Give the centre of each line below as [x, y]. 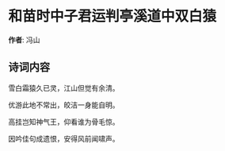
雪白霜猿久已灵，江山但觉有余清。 [64, 87]
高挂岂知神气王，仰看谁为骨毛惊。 [64, 122]
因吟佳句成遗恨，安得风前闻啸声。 [64, 138]
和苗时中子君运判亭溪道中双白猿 [113, 16]
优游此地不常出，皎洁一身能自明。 [64, 105]
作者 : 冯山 [24, 40]
